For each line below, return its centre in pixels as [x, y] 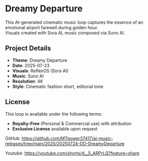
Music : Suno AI [28, 76]
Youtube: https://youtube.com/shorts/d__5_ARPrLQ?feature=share [72, 153]
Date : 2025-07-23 [31, 65]
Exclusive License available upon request [55, 128]
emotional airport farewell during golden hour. [52, 27]
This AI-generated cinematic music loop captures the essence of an [74, 22]
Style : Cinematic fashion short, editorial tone [58, 86]
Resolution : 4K [28, 81]
